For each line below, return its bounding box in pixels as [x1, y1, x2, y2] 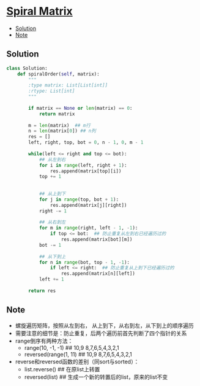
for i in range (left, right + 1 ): [39, 162, 127, 168]
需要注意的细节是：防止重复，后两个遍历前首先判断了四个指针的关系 [15, 330, 187, 337]
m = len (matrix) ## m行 [28, 122, 91, 128]
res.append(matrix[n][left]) [61, 271, 136, 277]
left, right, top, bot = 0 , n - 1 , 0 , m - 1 [28, 139, 144, 145]
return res [28, 287, 56, 294]
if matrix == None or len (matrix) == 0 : [28, 105, 133, 111]
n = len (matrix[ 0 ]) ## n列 [28, 128, 96, 134]
